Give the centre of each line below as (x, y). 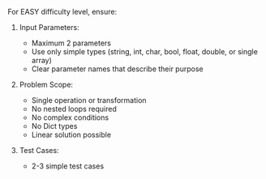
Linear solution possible (71, 134)
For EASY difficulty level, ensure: (62, 12)
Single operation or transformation (89, 100)
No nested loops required (74, 109)
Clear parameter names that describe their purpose (117, 69)
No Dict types (54, 126)
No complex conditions (70, 117)
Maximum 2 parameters (71, 43)
